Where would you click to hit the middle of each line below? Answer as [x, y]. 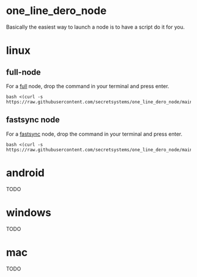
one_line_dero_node [56, 11]
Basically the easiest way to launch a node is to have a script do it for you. [95, 27]
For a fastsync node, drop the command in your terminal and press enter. [94, 134]
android [26, 173]
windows [29, 212]
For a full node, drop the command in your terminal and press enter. [88, 86]
